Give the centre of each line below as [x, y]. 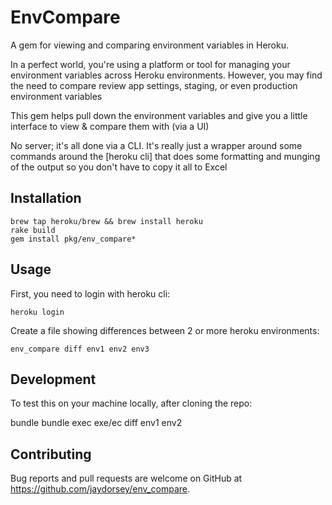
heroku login [37, 312]
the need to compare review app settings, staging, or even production [154, 85]
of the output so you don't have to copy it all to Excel [119, 167]
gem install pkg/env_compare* [73, 239]
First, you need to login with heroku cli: [90, 293]
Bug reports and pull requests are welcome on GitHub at [126, 478]
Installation [46, 198]
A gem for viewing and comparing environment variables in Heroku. [149, 45]
